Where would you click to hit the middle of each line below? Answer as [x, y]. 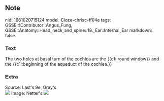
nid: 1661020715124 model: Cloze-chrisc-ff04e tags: [58, 20]
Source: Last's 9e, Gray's [31, 87]
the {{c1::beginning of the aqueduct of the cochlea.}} [59, 64]
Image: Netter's [27, 93]
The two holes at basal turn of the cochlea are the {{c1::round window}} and [82, 59]
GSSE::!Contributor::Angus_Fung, [39, 25]
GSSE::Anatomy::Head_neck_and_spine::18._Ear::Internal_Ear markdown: [79, 30]
